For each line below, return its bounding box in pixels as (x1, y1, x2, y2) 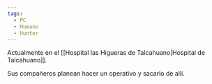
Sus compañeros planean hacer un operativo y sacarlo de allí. (7, 69, 185, 78)
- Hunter (13, 29, 39, 37)
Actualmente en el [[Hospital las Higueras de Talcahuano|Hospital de (7, 49, 206, 57)
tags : (7, 10, 23, 17)
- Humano (13, 23, 39, 30)
